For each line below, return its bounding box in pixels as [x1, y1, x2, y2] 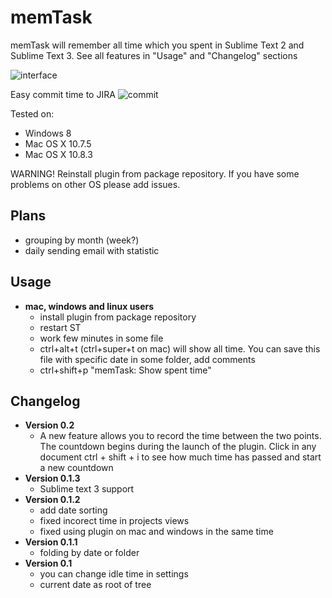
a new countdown [39, 462, 114, 474]
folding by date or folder [39, 547, 140, 559]
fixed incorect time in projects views [39, 515, 190, 527]
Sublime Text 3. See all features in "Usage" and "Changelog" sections [10, 49, 298, 61]
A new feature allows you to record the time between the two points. [39, 430, 322, 442]
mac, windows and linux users [24, 300, 155, 312]
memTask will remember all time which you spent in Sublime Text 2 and [10, 39, 305, 51]
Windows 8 [24, 127, 72, 139]
